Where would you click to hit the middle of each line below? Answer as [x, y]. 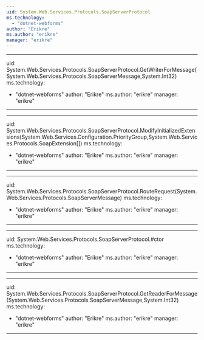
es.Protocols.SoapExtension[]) [44, 143]
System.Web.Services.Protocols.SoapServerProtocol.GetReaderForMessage [102, 293]
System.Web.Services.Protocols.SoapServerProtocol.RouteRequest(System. [102, 191]
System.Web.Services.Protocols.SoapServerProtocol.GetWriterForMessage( [102, 70]
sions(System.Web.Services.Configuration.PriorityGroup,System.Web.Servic [102, 137]
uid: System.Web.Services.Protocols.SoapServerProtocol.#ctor [85, 239]
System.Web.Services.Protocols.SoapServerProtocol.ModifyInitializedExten [101, 130]
